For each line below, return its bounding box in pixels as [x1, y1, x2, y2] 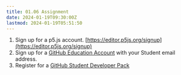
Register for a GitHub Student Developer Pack [15, 62, 130, 69]
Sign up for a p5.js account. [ [15, 37, 88, 44]
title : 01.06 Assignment [6, 8, 69, 15]
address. [15, 55, 38, 63]
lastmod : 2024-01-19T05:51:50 [6, 20, 83, 26]
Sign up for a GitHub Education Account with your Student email [15, 49, 176, 56]
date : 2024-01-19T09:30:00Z [6, 14, 77, 20]
